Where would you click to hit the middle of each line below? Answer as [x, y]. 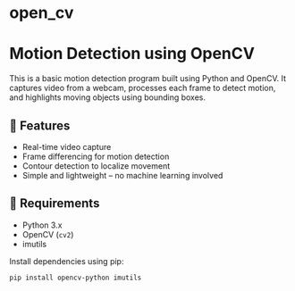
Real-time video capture [67, 146]
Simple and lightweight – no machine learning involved [122, 175]
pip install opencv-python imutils [76, 278]
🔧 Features [40, 125]
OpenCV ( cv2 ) [48, 234]
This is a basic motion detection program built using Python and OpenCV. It [147, 79]
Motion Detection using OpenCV [132, 54]
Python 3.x [42, 225]
